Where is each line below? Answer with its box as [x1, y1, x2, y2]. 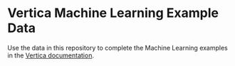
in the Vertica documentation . [7, 51, 95, 60]
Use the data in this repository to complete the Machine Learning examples [7, 43, 228, 52]
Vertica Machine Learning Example [7, 5, 219, 21]
